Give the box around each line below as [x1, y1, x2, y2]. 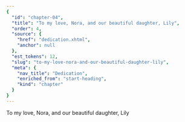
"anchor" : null [17, 43, 56, 49]
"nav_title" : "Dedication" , [17, 70, 88, 76]
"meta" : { [11, 64, 36, 71]
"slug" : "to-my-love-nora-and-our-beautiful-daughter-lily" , [11, 59, 169, 65]
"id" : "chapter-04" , [11, 14, 63, 20]
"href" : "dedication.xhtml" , [17, 37, 91, 43]
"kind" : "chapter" [17, 82, 63, 88]
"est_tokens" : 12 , [11, 53, 59, 59]
